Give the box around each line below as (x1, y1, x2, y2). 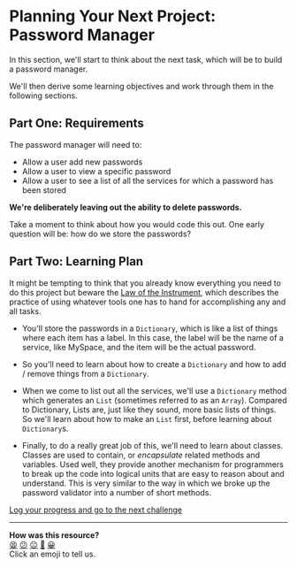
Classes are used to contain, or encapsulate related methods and (21, 449, 261, 460)
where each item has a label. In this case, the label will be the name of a (21, 332, 285, 342)
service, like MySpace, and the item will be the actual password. (21, 342, 256, 352)
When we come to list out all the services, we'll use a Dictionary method (21, 385, 287, 395)
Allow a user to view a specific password (21, 165, 171, 176)
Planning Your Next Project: (9, 6, 217, 27)
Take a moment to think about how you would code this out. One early (9, 219, 265, 229)
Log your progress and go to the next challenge (9, 504, 183, 515)
